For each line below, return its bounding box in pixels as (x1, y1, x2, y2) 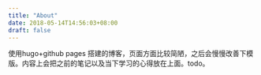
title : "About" (8, 11, 58, 20)
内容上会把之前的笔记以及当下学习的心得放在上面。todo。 (21, 58, 210, 68)
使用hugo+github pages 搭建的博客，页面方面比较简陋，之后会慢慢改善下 (8, 49, 247, 58)
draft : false (8, 26, 51, 34)
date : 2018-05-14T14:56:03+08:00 (8, 19, 118, 27)
